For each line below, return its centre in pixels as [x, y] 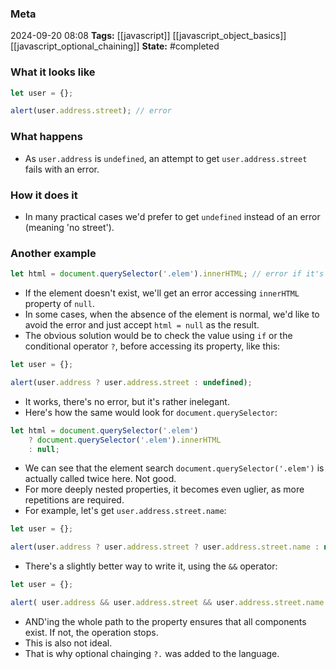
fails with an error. [62, 169]
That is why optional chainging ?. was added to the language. [152, 653]
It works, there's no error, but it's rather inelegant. [127, 401]
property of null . [59, 304]
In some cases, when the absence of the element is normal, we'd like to [172, 314]
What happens [46, 137]
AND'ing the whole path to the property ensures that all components [165, 621]
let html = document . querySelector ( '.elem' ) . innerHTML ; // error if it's [167, 274]
